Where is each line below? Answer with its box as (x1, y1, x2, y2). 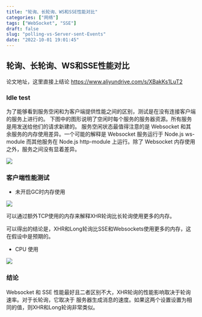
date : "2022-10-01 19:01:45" (6, 37, 79, 43)
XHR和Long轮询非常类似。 (32, 303, 99, 311)
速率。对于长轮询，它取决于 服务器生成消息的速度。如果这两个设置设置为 (6, 296, 187, 303)
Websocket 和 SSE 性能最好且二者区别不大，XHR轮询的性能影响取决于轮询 (6, 288, 191, 296)
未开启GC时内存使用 (14, 188, 66, 196)
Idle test (6, 93, 31, 101)
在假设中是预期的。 (6, 233, 54, 240)
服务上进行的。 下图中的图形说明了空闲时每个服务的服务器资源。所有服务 (11, 115, 192, 123)
